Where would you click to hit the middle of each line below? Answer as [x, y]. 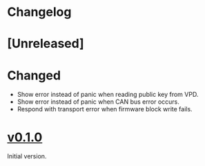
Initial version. [27, 156]
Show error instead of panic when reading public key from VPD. [108, 95]
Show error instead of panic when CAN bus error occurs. [98, 102]
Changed [34, 75]
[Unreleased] [46, 44]
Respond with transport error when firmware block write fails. [105, 109]
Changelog [39, 12]
